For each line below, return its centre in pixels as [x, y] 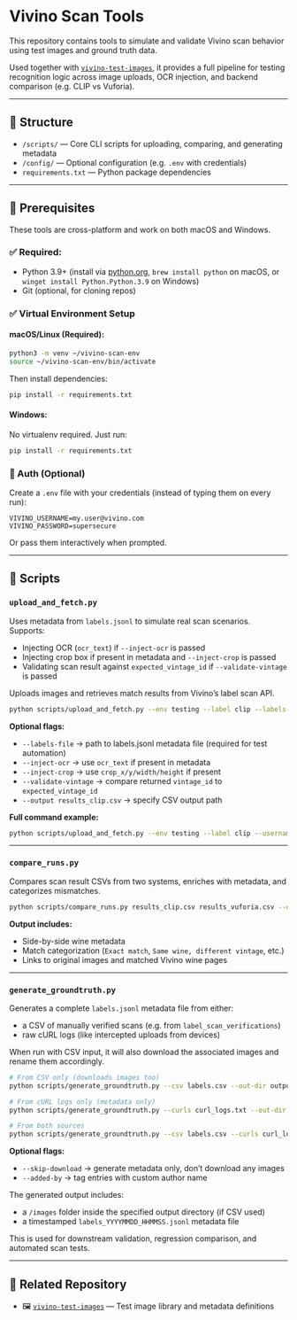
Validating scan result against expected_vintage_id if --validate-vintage [154, 666]
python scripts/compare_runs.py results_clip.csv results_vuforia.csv [142, 907]
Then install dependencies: [58, 378]
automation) [44, 753]
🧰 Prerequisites [52, 209]
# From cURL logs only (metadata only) [83, 1102]
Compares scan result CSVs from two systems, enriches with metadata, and [148, 881]
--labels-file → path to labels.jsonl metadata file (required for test [145, 743]
